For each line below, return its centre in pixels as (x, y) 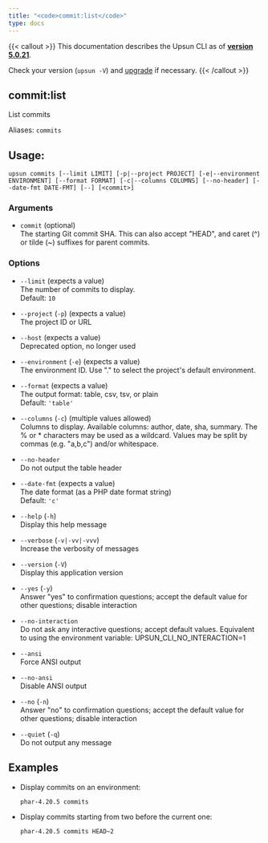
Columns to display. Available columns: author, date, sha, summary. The (139, 427)
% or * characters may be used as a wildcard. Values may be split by (134, 435)
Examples (33, 768)
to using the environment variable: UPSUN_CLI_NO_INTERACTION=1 (133, 638)
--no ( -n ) (35, 701)
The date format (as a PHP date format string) (95, 492)
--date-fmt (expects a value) (67, 483)
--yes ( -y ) (37, 588)
